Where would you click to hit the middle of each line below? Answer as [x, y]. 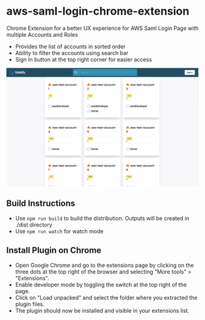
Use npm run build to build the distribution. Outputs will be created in [102, 218]
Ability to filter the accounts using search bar [72, 53]
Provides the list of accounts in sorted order [70, 46]
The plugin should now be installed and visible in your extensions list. [102, 310]
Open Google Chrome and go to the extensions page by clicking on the [104, 265]
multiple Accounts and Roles [42, 34]
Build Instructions [41, 204]
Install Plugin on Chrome [54, 251]
